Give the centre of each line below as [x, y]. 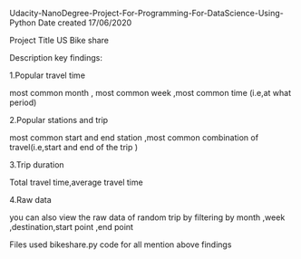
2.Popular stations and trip [59, 120]
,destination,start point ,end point [72, 227]
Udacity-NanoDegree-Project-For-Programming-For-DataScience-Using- [146, 13]
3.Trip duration [37, 165]
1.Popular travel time [48, 75]
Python [23, 23]
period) [23, 102]
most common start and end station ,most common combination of [134, 138]
